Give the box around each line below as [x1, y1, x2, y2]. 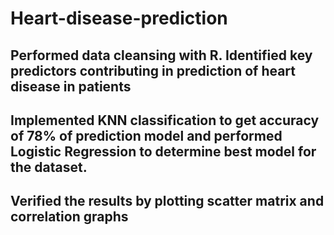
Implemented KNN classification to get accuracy [10, 112, 320, 129]
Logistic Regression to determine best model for [10, 143, 317, 160]
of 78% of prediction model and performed [10, 127, 283, 144]
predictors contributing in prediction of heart [10, 62, 297, 79]
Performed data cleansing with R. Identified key [10, 47, 313, 64]
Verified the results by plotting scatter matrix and [10, 193, 325, 210]
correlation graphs [10, 208, 129, 226]
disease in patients [10, 78, 132, 95]
